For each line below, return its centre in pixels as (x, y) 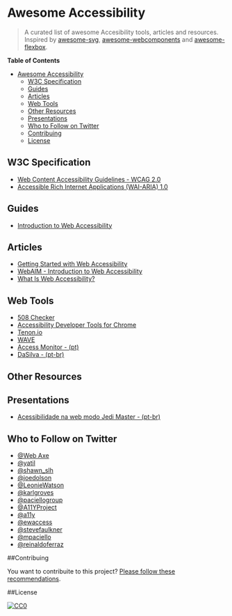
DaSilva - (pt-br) (41, 355)
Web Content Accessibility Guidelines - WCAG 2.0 (89, 179)
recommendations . (34, 579)
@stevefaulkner (40, 530)
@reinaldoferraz (40, 544)
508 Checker (36, 318)
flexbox (35, 47)
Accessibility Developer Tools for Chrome (77, 325)
